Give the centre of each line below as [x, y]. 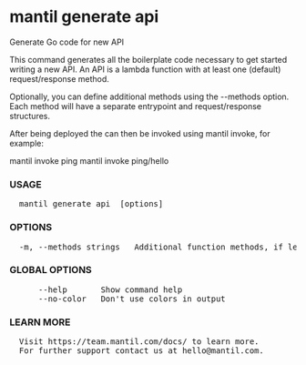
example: [26, 143]
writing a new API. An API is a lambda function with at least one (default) [145, 69]
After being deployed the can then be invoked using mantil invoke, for [140, 133]
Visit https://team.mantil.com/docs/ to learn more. [139, 342]
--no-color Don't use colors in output [132, 299]
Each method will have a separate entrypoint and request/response [136, 106]
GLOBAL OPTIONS [51, 270]
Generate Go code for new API [67, 42]
